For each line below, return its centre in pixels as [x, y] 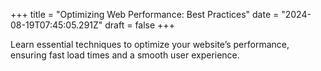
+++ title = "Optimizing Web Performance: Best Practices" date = [145, 14]
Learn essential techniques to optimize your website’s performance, [150, 44]
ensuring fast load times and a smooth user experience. [125, 55]
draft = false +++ [139, 25]
